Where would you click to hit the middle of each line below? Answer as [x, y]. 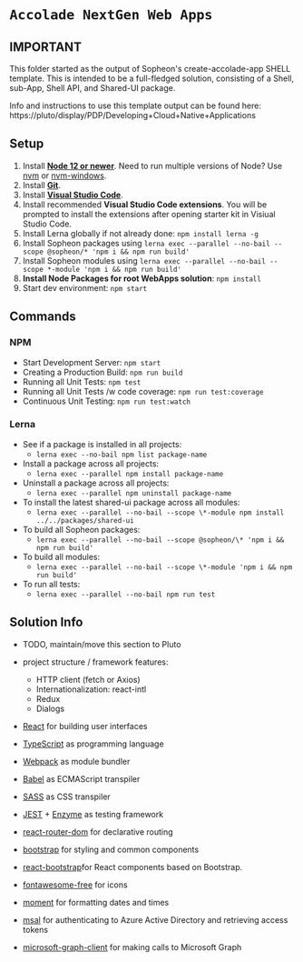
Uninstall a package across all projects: [96, 483]
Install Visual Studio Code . [73, 195]
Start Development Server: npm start [92, 362]
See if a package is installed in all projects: [102, 444]
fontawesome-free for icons [75, 885]
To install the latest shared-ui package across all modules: [131, 502]
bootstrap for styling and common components [111, 849]
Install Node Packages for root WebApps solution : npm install [142, 278]
